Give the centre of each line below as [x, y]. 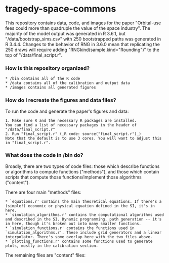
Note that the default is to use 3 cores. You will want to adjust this [83, 138]
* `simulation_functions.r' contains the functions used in [70, 228]
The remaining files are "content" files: [46, 255]
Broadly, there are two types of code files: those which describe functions [82, 166]
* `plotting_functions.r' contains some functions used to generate [79, 241]
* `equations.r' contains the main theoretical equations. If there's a [83, 201]
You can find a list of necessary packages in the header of [71, 125]
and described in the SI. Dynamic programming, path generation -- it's [83, 219]
